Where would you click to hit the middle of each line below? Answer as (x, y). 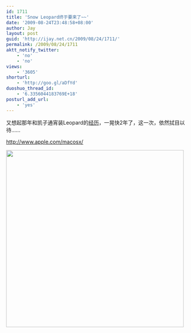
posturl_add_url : (27, 99)
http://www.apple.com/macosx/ (45, 142)
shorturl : (18, 77)
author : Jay (21, 28)
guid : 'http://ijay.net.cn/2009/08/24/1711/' (63, 39)
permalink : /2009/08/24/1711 (42, 45)
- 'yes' (26, 105)
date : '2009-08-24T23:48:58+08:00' (50, 22)
